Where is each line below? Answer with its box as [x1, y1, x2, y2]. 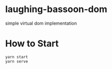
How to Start [5, 38, 59, 49]
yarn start [5, 54, 28, 59]
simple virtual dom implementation [5, 20, 77, 26]
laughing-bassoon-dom [5, 4, 107, 15]
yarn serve [5, 59, 28, 64]
